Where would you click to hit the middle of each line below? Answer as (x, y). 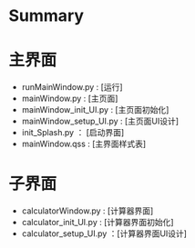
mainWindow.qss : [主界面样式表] (84, 144)
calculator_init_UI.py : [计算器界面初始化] (97, 223)
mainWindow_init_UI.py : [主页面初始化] (95, 110)
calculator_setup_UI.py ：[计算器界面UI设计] (104, 233)
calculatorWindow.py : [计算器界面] (87, 211)
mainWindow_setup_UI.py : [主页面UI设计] (100, 121)
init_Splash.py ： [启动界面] (73, 133)
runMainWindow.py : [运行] (72, 87)
